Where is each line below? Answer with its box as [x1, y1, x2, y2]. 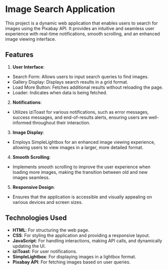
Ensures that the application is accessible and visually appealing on [12, 194, 152, 200]
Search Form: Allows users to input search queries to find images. [12, 74, 149, 80]
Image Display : [12, 129, 44, 135]
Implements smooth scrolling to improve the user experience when [12, 164, 151, 170]
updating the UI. [12, 243, 46, 249]
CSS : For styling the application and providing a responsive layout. [12, 232, 150, 238]
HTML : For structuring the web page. [12, 227, 89, 233]
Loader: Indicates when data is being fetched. [12, 89, 108, 96]
